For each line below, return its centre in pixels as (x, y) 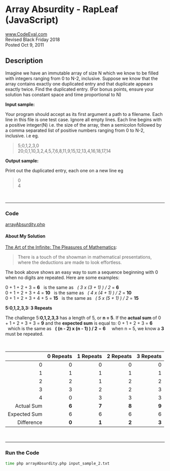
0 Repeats (60, 357)
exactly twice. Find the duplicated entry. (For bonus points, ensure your (80, 89)
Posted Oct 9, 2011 (25, 45)
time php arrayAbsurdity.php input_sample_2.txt (57, 463)
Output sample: (22, 161)
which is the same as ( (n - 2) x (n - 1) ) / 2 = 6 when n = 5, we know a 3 (86, 329)
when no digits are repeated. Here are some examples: (62, 278)
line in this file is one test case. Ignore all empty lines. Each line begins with (83, 120)
